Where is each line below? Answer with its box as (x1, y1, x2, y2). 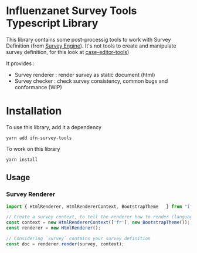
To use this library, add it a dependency (6, 123, 101, 130)
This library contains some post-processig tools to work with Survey (6, 36, 171, 43)
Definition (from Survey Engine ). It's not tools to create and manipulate (6, 42, 176, 49)
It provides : (6, 60, 35, 67)
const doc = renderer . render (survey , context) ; (6, 241, 125, 247)
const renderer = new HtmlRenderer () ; (6, 225, 101, 231)
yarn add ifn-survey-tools (6, 135, 72, 141)
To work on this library (6, 145, 60, 152)
